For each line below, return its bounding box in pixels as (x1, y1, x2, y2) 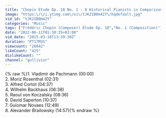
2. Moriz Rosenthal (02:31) (5, 76, 59, 82)
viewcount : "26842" (5, 44, 45, 49)
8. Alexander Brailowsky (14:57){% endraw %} (5, 108, 100, 114)
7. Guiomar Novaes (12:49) (5, 102, 59, 108)
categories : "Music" (5, 21, 48, 26)
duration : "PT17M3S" (5, 39, 48, 44)
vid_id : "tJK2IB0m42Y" (5, 16, 52, 21)
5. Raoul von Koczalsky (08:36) (5, 92, 69, 98)
